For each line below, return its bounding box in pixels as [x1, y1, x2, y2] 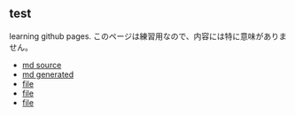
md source [21, 59, 62, 70]
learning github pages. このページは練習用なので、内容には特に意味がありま [9, 30, 287, 42]
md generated [21, 69, 74, 80]
